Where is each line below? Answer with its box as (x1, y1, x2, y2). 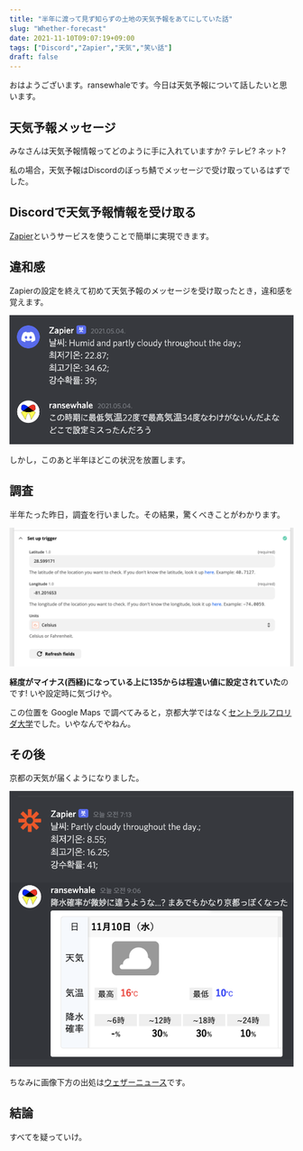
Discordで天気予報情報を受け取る (9, 205, 197, 220)
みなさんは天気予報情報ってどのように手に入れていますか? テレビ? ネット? (9, 145, 287, 156)
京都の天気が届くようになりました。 (9, 772, 144, 784)
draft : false (9, 52, 59, 62)
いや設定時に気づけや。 (29, 687, 117, 698)
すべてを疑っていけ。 (9, 1131, 87, 1142)
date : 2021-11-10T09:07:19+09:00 (9, 33, 135, 42)
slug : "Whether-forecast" (9, 23, 106, 33)
